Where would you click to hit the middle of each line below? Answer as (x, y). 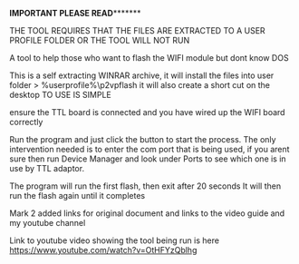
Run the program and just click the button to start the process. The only (143, 139)
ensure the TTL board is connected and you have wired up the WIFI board (147, 112)
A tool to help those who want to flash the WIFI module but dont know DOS (149, 58)
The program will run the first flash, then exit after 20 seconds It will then (145, 186)
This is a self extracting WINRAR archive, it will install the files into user (142, 75)
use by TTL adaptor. (47, 168)
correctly (26, 122)
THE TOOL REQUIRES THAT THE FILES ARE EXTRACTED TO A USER (137, 30)
